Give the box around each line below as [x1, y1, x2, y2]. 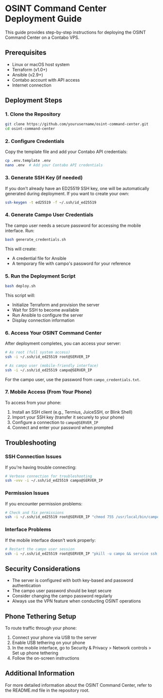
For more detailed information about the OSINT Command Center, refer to [5, 682, 152, 688]
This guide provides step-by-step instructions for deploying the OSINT [5, 29, 146, 35]
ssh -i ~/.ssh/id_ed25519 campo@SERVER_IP [5, 367, 92, 372]
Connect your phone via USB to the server [12, 635, 97, 640]
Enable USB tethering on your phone [12, 640, 85, 646]
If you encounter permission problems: [5, 501, 82, 506]
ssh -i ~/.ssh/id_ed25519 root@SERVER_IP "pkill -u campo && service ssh [5, 551, 158, 556]
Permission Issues [5, 489, 49, 496]
